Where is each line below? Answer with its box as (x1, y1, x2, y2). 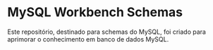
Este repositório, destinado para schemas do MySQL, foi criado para (7, 27, 207, 36)
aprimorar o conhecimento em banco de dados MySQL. (7, 35, 169, 43)
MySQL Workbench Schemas (7, 4, 183, 20)
